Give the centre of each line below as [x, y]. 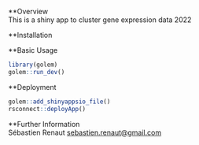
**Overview [28, 11]
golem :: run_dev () [37, 72]
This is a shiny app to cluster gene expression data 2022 [100, 20]
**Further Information [44, 124]
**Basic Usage [33, 50]
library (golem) [33, 65]
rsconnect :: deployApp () [47, 109]
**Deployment [32, 87]
